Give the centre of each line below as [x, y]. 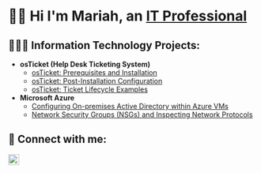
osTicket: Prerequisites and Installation [95, 73]
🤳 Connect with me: [57, 139]
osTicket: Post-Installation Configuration [97, 81]
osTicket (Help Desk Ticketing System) [85, 64]
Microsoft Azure [47, 98]
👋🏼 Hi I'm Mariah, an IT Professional [128, 16]
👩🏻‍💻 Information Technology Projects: [104, 45]
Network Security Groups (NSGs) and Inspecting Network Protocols [142, 115]
